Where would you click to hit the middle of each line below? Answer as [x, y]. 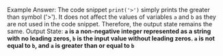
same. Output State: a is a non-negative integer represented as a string [109, 31]
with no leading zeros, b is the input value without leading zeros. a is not [111, 38]
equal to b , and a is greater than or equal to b [71, 46]
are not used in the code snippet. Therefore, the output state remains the [110, 24]
